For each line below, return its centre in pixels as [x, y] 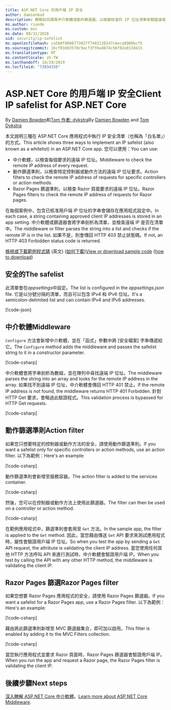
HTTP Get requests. [26, 403]
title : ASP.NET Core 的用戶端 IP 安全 [44, 10]
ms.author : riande [25, 24]
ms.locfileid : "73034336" [33, 67]
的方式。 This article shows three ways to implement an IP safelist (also [80, 143]
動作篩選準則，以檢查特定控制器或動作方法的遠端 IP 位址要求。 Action [85, 172]
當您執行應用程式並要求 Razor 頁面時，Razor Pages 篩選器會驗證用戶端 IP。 [85, 655]
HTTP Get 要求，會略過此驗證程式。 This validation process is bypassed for [84, 397]
